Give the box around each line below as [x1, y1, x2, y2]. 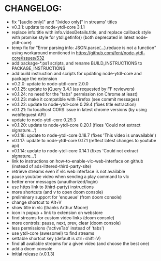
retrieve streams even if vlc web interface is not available [11, 168, 125, 174]
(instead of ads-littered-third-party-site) [11, 163, 91, 169]
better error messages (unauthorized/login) [11, 179, 98, 184]
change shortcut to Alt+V [11, 199, 62, 205]
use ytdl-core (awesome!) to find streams [11, 230, 95, 236]
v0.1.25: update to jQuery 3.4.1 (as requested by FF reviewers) [11, 86, 135, 92]
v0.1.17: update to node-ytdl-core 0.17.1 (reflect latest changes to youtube [11, 137, 157, 143]
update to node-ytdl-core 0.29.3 [11, 117, 76, 123]
